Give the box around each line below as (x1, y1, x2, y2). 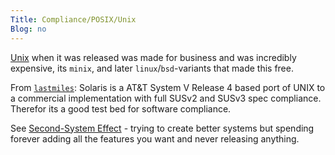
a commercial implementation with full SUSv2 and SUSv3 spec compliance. (10, 92, 322, 104)
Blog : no (10, 24, 47, 34)
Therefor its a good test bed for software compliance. (10, 102, 232, 115)
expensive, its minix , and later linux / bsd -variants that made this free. (10, 62, 294, 74)
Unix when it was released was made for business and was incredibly (10, 51, 297, 63)
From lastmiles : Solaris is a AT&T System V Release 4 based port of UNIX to (10, 81, 326, 93)
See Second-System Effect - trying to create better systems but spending (10, 122, 315, 134)
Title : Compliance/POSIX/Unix (10, 14, 137, 25)
